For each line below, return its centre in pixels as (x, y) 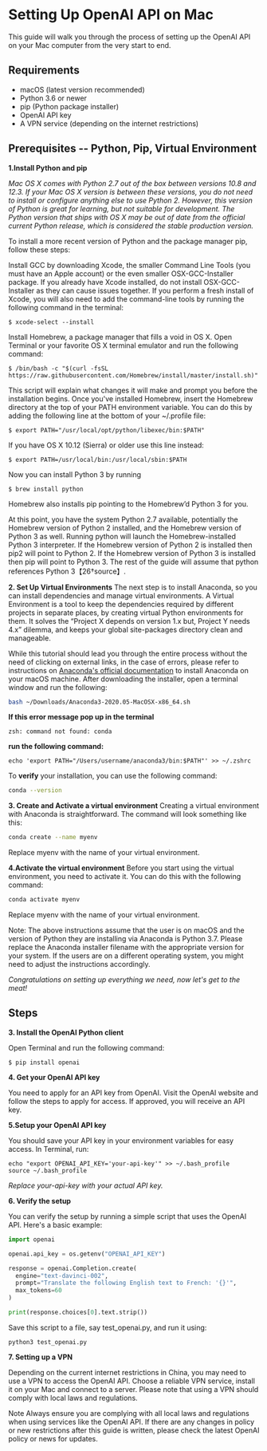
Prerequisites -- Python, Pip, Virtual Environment (133, 149)
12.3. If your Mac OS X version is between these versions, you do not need (131, 191)
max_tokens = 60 (39, 1291)
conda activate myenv (44, 900)
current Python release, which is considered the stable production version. (131, 226)
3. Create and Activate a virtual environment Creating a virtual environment (134, 806)
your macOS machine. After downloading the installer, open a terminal (123, 679)
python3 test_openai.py (48, 1342)
